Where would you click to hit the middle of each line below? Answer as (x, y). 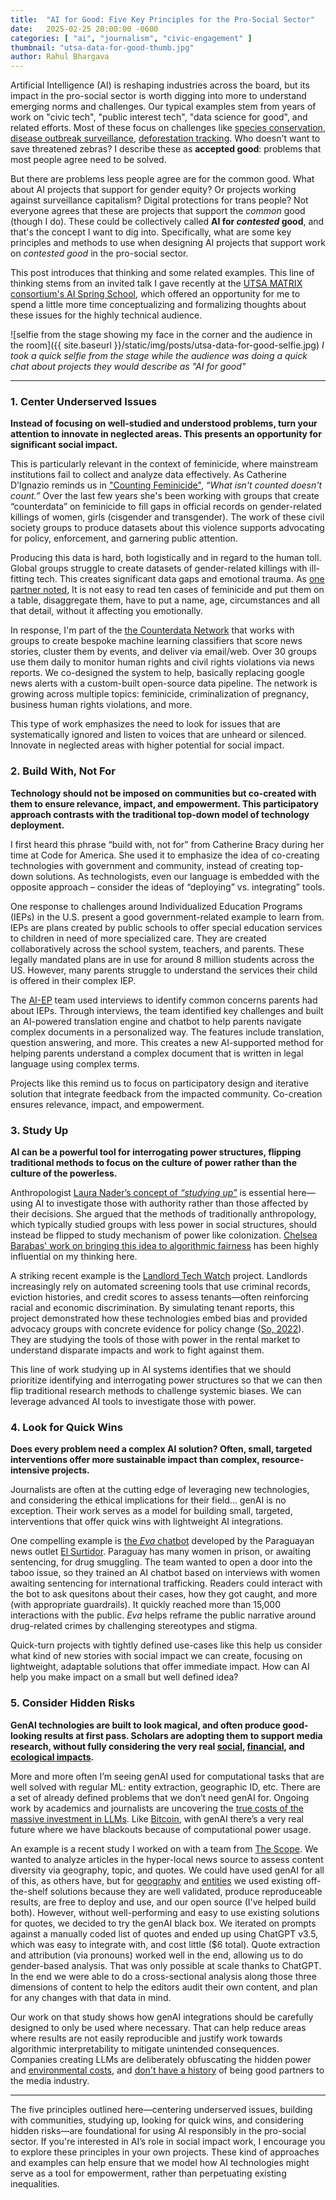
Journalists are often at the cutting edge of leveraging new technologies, (160, 1490)
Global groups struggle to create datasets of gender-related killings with (159, 568)
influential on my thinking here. (74, 1257)
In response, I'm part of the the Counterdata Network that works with (152, 630)
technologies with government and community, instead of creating (147, 865)
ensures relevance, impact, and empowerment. (107, 1104)
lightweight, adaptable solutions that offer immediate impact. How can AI (160, 1667)
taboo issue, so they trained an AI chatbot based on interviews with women (165, 1573)
